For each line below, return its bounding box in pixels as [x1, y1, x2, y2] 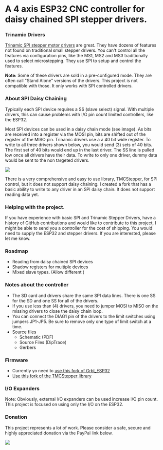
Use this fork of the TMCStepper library [12, 373, 91, 379]
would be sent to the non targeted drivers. [5, 157, 90, 163]
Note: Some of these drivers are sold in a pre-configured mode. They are [5, 72, 152, 79]
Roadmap [5, 248, 28, 255]
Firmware [5, 357, 28, 364]
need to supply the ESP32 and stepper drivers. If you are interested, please [5, 231, 156, 236]
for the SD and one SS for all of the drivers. [12, 298, 99, 303]
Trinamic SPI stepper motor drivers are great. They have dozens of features [5, 43, 157, 48]
